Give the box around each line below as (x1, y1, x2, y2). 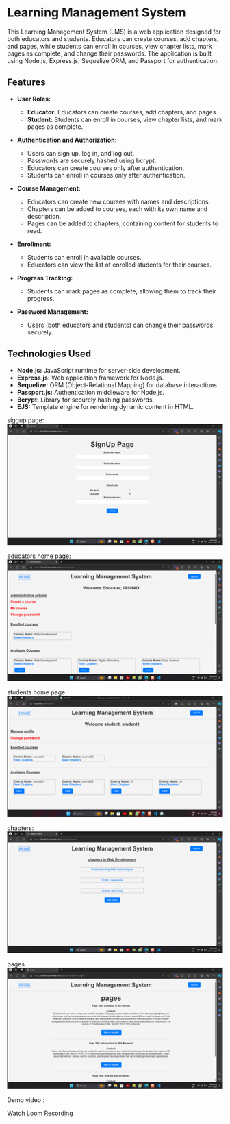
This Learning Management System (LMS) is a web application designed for (7, 27, 221, 36)
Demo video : (7, 1096, 45, 1104)
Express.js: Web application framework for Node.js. (16, 374, 164, 382)
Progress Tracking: (16, 273, 73, 282)
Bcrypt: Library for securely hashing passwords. (16, 395, 155, 404)
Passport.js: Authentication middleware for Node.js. (16, 388, 165, 396)
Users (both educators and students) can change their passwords (27, 321, 214, 329)
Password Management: (16, 307, 89, 316)
